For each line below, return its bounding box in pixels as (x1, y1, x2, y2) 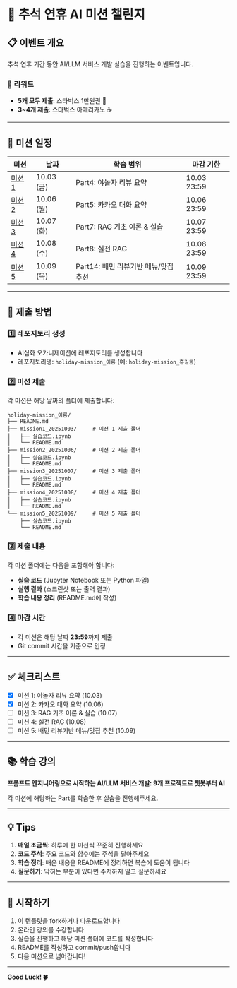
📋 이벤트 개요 (7, 37, 65, 49)
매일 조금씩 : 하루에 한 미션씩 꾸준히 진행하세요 (17, 841, 144, 850)
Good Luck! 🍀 (7, 972, 49, 982)
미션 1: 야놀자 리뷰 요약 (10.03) (17, 691, 102, 699)
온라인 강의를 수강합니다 (17, 926, 85, 934)
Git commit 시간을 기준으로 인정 (17, 641, 106, 650)
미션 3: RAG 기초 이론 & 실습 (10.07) (17, 708, 118, 717)
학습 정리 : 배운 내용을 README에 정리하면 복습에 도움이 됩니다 (17, 859, 190, 867)
